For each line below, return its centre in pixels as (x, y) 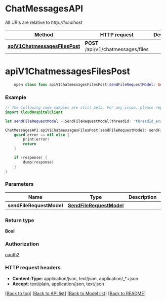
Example (16, 97)
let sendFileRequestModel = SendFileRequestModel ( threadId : (68, 121)
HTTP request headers (33, 268)
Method (44, 34)
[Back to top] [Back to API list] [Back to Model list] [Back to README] (75, 293)
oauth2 (12, 255)
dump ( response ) (39, 162)
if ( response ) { (31, 158)
